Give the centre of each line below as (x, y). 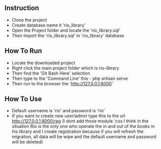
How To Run (23, 51)
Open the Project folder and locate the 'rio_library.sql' (66, 30)
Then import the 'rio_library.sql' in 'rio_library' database (68, 35)
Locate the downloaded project (43, 63)
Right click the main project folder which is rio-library (65, 68)
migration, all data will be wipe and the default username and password (84, 137)
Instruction (22, 8)
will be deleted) (27, 142)
